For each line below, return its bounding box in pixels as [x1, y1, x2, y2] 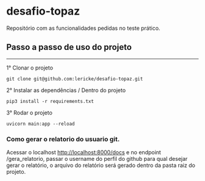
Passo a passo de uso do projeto [6, 42, 132, 52]
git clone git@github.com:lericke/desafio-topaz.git [6, 76, 143, 82]
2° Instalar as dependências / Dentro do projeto [6, 87, 126, 94]
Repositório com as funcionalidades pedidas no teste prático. [6, 24, 160, 32]
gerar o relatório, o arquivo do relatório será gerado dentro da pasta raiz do [6, 161, 195, 169]
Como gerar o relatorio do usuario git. [6, 135, 120, 143]
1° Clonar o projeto [6, 64, 54, 71]
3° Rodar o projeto [6, 108, 53, 116]
